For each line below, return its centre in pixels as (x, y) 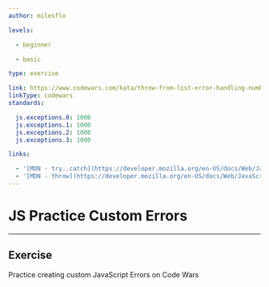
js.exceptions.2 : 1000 (53, 132)
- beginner (34, 45)
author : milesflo (37, 16)
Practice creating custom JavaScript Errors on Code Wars (104, 274)
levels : (21, 30)
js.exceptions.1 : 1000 (53, 125)
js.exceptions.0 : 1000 (53, 117)
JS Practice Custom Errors (98, 216)
